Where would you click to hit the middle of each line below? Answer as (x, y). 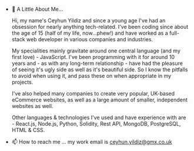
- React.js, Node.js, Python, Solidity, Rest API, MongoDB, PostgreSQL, (96, 124)
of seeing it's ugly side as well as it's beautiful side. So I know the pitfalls (100, 70)
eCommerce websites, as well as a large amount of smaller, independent (100, 100)
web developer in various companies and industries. (90, 39)
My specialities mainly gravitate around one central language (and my (96, 51)
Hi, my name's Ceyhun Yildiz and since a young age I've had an (88, 20)
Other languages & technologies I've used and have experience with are (99, 117)
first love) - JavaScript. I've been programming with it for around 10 (93, 57)
